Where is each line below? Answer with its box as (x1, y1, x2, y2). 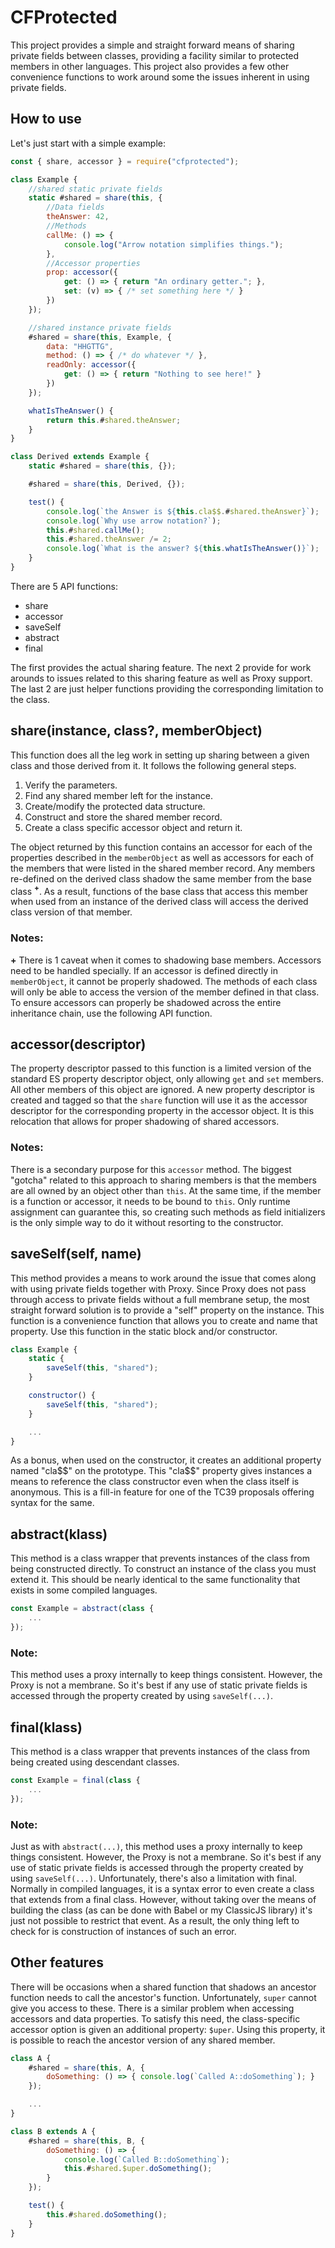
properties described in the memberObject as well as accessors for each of (10, 851, 314, 863)
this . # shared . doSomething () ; (46, 2209, 168, 2220)
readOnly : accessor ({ (46, 360, 137, 370)
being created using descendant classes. (10, 1756, 180, 1768)
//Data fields (46, 202, 105, 213)
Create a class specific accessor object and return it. (24, 821, 243, 833)
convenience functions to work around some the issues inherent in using (10, 71, 310, 83)
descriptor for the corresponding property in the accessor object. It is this (10, 1105, 315, 1117)
